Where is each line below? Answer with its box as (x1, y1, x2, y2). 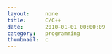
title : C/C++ (7, 17, 61, 24)
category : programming (7, 29, 80, 37)
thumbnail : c (7, 36, 49, 43)
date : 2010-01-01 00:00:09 (7, 23, 106, 30)
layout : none (7, 10, 58, 18)
